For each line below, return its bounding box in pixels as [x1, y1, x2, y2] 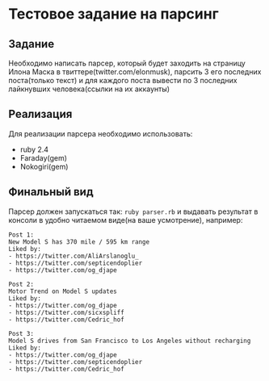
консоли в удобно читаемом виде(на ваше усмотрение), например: [8, 215, 243, 224]
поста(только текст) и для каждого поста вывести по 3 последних [8, 76, 237, 85]
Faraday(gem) [19, 153, 67, 162]
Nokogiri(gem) [19, 161, 69, 171]
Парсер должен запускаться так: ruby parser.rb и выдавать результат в [8, 207, 258, 216]
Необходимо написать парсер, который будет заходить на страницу [8, 58, 246, 68]
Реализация [8, 107, 73, 121]
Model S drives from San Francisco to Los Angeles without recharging [8, 337, 251, 345]
